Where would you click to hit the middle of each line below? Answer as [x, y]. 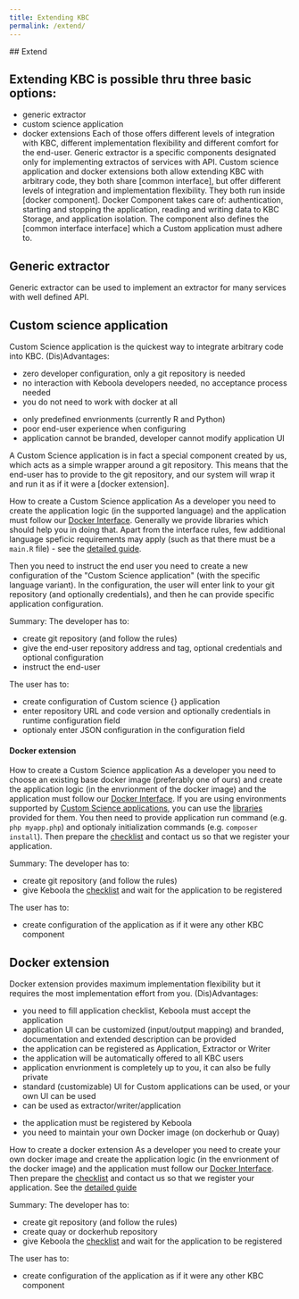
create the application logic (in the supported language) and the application [148, 511]
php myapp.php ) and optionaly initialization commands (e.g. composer [134, 828]
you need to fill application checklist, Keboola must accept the [137, 1011]
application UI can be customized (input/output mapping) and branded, [153, 1029]
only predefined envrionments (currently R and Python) [124, 419]
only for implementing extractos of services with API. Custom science [150, 162]
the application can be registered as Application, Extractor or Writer [146, 1048]
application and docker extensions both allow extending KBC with [143, 171]
